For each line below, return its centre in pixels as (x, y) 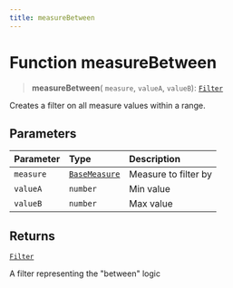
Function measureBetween (113, 62)
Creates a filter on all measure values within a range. (107, 105)
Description (155, 159)
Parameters (43, 134)
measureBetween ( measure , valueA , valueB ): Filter (127, 88)
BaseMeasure (94, 174)
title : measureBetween (52, 18)
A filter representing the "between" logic (85, 274)
